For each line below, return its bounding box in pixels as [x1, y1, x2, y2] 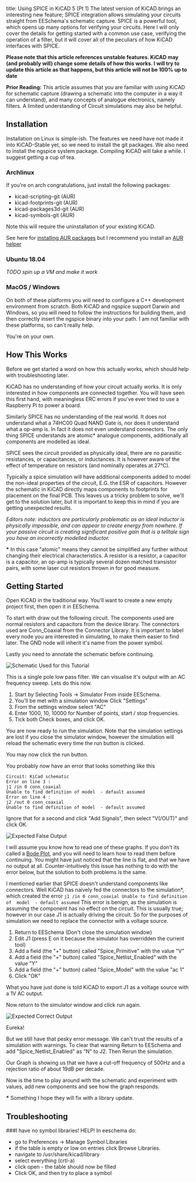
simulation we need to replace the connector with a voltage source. [6, 918, 169, 925]
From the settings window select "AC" [14, 704, 106, 711]
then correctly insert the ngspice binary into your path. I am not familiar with [6, 315, 190, 322]
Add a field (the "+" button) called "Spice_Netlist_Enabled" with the [14, 954, 177, 961]
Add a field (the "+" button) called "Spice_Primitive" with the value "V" [14, 947, 184, 955]
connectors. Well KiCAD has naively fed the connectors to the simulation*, [6, 886, 184, 894]
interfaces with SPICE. [6, 42, 60, 49]
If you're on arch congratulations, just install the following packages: [6, 182, 171, 189]
